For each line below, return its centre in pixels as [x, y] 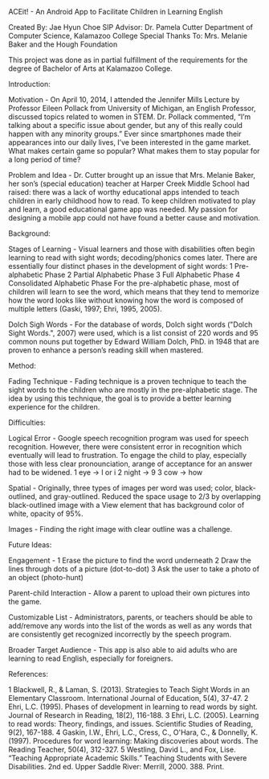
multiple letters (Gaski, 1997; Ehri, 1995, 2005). [85, 309]
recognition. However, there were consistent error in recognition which [125, 447]
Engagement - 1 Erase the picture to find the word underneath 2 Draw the [130, 560]
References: [28, 674]
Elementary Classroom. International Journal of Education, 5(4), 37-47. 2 [128, 698]
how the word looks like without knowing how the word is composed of [126, 300]
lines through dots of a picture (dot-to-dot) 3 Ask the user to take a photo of [134, 569]
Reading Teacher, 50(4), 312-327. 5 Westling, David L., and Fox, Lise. [122, 749]
